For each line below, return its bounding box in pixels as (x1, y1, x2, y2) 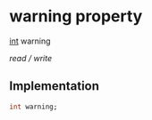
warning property (9, 6, 143, 27)
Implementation (9, 78, 100, 94)
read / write (9, 52, 52, 63)
